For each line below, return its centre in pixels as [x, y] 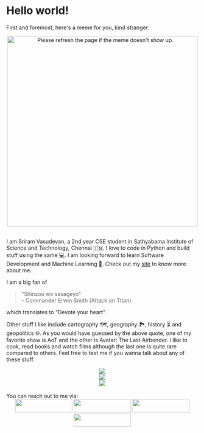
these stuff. [20, 359]
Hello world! [37, 11]
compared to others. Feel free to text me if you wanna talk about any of [96, 353]
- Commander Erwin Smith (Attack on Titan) [76, 300]
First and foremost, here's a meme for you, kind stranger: [78, 27]
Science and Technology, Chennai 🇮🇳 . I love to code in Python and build [98, 248]
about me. [19, 270]
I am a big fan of [27, 282]
